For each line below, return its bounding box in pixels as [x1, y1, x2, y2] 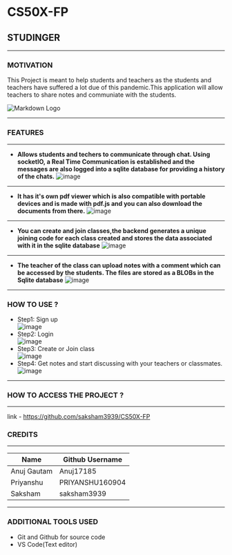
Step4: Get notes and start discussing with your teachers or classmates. [17, 359, 223, 367]
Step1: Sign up [17, 315, 59, 323]
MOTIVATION [7, 60, 53, 70]
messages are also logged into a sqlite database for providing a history [17, 164, 225, 173]
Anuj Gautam [10, 467, 53, 476]
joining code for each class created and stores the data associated [17, 234, 213, 242]
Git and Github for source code [17, 533, 106, 541]
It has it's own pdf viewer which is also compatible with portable [17, 191, 206, 200]
